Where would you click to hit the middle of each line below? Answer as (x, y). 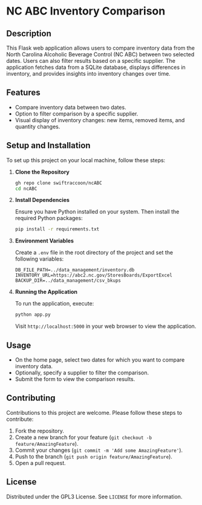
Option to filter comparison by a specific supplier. (77, 114)
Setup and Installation (48, 145)
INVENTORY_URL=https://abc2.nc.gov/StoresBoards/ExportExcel (94, 275)
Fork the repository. (40, 431)
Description (29, 34)
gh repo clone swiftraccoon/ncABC (58, 183)
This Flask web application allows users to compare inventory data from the (101, 48)
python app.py (33, 315)
